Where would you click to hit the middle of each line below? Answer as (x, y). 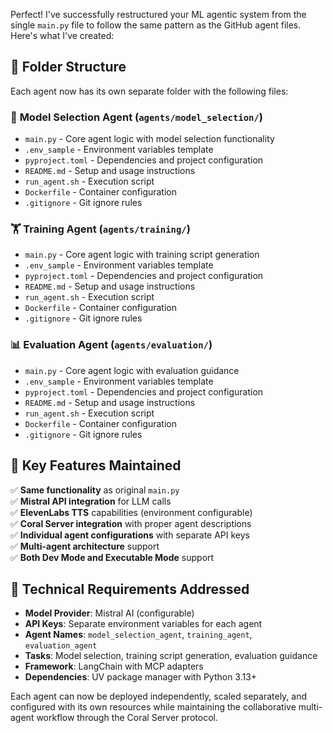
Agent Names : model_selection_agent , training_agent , (138, 635)
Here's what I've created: (62, 35)
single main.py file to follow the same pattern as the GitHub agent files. (156, 25)
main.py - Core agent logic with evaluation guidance (132, 370)
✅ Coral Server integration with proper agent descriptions (131, 523)
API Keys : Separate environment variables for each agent (143, 624)
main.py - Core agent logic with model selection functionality (149, 139)
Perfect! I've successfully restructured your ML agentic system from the (158, 14)
